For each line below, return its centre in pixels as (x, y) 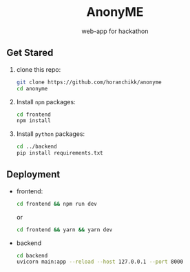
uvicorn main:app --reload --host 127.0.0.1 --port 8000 (100, 262)
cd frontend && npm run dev (56, 204)
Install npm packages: (46, 101)
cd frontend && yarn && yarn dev (64, 230)
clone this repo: (39, 69)
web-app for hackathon (115, 31)
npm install (33, 121)
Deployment (33, 174)
